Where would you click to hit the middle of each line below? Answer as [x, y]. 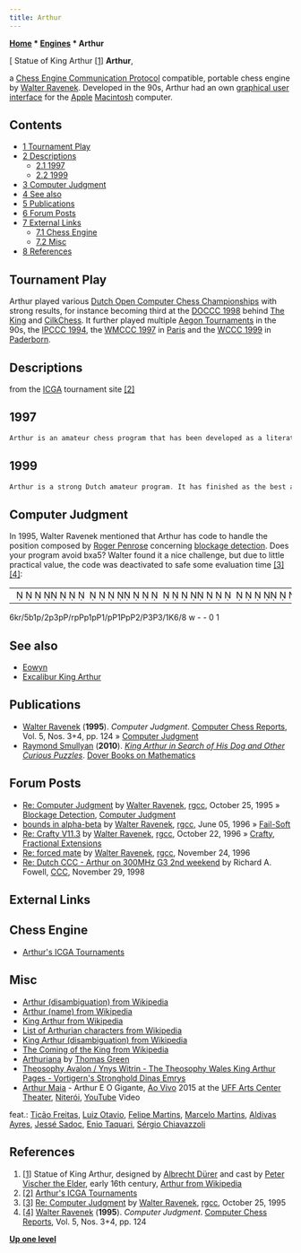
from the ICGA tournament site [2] [72, 389]
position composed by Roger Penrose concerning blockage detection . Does [149, 546]
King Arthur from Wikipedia [73, 1021]
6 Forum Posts [49, 213]
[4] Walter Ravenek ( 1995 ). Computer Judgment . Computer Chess [144, 1212]
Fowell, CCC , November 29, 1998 [83, 872]
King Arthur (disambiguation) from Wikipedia [105, 1040]
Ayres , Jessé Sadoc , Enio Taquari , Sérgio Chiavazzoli [107, 1124]
